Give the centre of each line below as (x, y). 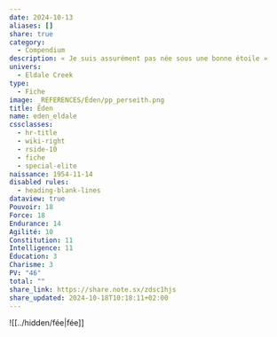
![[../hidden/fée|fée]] (47, 323)
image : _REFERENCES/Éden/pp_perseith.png (87, 100)
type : (19, 83)
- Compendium (41, 51)
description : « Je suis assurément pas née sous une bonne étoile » (138, 59)
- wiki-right (41, 141)
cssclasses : (31, 125)
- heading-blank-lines (59, 191)
